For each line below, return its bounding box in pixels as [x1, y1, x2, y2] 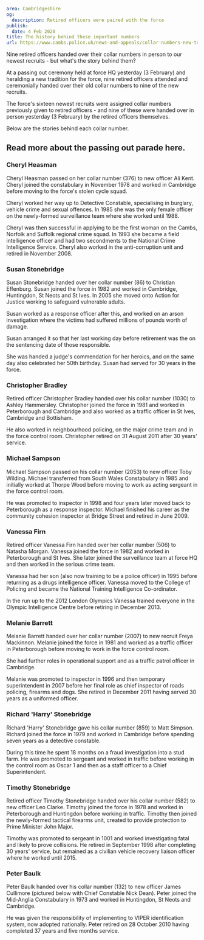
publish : [6, 23, 29, 29]
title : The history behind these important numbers [6, 34, 140, 40]
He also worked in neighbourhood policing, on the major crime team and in [6, 426, 194, 433]
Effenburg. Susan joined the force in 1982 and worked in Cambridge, [6, 285, 178, 293]
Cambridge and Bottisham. [6, 414, 73, 422]
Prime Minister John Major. [6, 823, 74, 830]
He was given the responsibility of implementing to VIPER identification [6, 914, 184, 922]
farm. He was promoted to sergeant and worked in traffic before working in [6, 755, 194, 762]
